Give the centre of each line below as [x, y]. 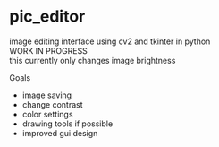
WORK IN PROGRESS [48, 50]
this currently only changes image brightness [93, 60]
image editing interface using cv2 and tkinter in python [110, 41]
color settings [47, 114]
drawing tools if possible [67, 124]
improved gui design [60, 133]
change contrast [52, 104]
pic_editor [47, 17]
